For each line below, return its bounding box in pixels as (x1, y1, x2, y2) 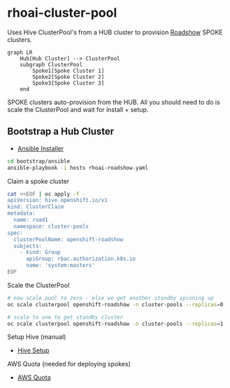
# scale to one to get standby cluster (7, 313, 124, 321)
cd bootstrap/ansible (7, 157, 71, 165)
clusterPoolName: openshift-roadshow (13, 236, 124, 243)
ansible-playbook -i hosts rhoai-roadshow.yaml (7, 164, 149, 171)
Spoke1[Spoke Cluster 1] (32, 67, 105, 74)
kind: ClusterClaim (7, 203, 64, 210)
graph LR (7, 49, 33, 56)
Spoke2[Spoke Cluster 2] (32, 73, 105, 80)
